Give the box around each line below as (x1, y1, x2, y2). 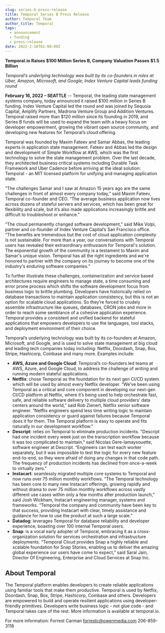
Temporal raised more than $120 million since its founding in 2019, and (5, 113, 148, 119)
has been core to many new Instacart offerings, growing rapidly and (12, 481, 150, 487)
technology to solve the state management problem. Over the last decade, (5, 154, 156, 161)
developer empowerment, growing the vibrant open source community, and (5, 124, 159, 130)
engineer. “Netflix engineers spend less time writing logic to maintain (12, 407, 152, 413)
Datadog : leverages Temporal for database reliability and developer (12, 518, 150, 524)
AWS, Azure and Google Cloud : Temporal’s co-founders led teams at (12, 360, 154, 366)
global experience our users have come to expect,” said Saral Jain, (12, 549, 148, 555)
